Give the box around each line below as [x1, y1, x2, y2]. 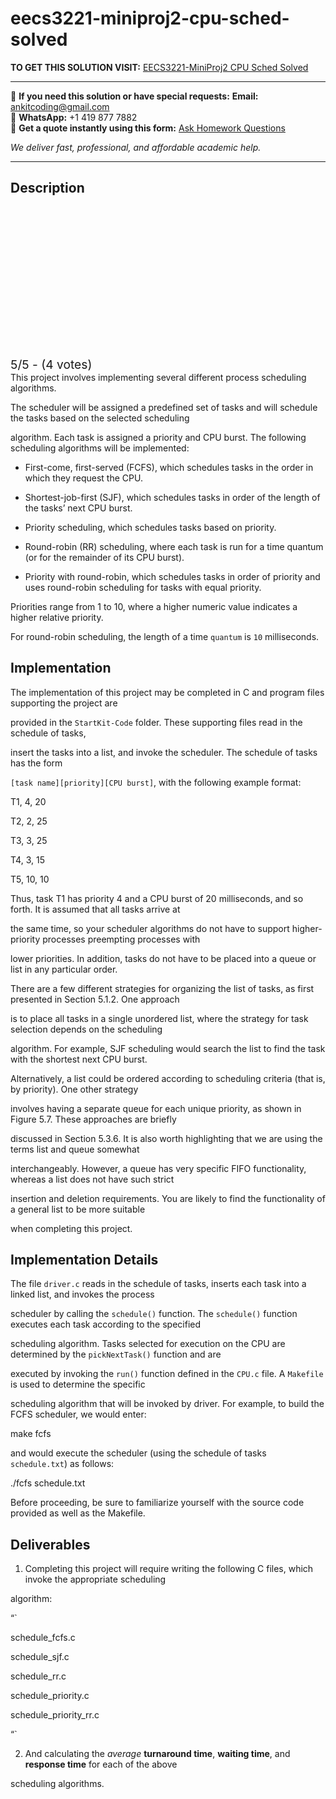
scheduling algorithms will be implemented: [10, 442, 190, 454]
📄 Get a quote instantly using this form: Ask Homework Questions [10, 122, 286, 134]
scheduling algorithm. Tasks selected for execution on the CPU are [10, 1338, 286, 1350]
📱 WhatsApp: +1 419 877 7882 [10, 111, 138, 123]
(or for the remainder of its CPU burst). [24, 551, 185, 563]
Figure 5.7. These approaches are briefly [10, 1113, 177, 1125]
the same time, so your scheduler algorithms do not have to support [10, 922, 290, 934]
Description [10, 180, 85, 197]
